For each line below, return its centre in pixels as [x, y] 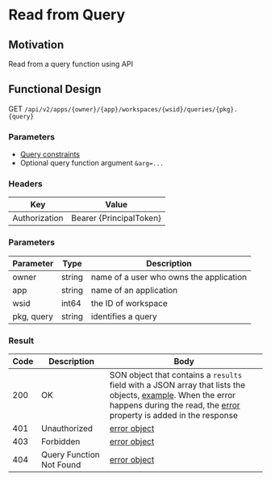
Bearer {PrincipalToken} [117, 218]
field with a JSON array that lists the [177, 385]
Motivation [36, 45]
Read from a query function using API [71, 64]
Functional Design [55, 89]
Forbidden [61, 441]
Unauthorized [67, 428]
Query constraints [50, 154]
